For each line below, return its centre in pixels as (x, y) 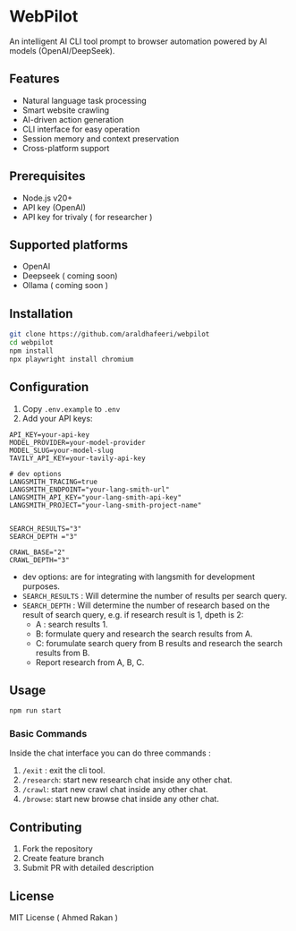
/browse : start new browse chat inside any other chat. (120, 799)
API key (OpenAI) (54, 207)
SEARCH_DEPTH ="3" (43, 536)
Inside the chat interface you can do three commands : (110, 753)
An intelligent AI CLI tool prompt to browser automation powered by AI (138, 41)
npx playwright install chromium (72, 359)
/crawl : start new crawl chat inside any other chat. (115, 790)
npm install (31, 351)
